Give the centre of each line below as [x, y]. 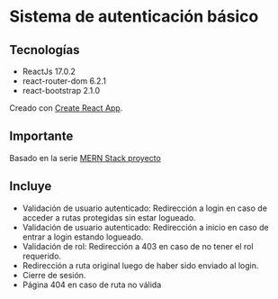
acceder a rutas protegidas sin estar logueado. [109, 217]
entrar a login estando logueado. [83, 237]
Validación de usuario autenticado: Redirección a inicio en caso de [145, 227]
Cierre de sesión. [54, 275]
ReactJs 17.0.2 [49, 71]
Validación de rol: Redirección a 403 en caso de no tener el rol [138, 246]
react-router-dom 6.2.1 [64, 81]
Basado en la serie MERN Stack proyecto [85, 158]
